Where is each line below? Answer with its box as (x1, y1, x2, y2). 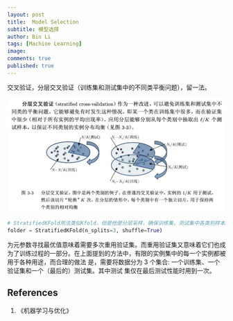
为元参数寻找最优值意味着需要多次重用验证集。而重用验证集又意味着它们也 (7, 241, 220, 249)
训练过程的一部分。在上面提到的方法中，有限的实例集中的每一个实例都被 (19, 250, 226, 258)
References (7, 287, 58, 299)
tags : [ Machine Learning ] (7, 40, 82, 48)
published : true (7, 62, 54, 69)
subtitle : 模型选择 (7, 26, 60, 33)
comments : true (7, 55, 51, 62)
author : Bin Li (7, 33, 51, 40)
